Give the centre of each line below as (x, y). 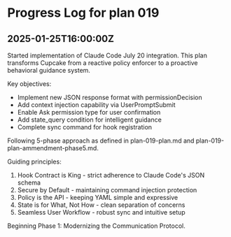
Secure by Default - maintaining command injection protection (107, 190)
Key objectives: (29, 84)
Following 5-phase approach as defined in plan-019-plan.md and (101, 141)
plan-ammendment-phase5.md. (53, 148)
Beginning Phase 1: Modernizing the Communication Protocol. (96, 226)
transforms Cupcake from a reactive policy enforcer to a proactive (103, 63)
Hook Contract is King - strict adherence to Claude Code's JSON (111, 175)
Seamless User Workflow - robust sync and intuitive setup (101, 212)
